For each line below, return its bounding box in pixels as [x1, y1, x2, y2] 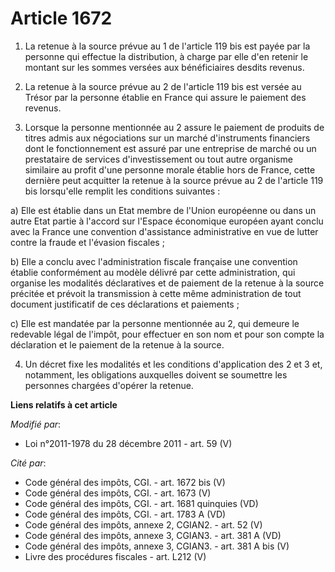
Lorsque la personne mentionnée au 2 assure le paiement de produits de [24, 121, 325, 133]
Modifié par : [10, 418, 62, 430]
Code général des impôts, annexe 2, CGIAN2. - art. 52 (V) [24, 518, 263, 531]
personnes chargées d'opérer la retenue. [24, 379, 194, 391]
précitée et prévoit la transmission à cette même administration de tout [10, 287, 302, 299]
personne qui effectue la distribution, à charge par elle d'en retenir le [24, 50, 309, 62]
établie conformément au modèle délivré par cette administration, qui [10, 266, 296, 278]
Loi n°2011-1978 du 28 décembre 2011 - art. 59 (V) [24, 437, 233, 449]
